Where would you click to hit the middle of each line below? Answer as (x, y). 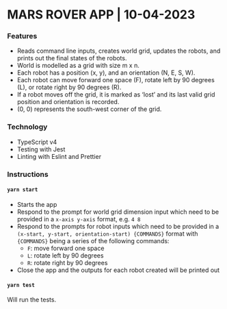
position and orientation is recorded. (68, 102)
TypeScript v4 (37, 142)
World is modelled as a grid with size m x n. (78, 66)
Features (22, 36)
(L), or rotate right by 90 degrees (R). (69, 87)
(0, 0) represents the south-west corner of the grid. (89, 109)
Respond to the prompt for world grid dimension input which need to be (118, 212)
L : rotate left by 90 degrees (65, 255)
